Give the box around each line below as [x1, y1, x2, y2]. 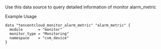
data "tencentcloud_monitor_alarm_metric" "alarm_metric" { [5, 23, 131, 28]
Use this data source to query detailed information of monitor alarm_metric [5, 4, 156, 10]
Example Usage [5, 14, 37, 19]
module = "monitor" [9, 27, 63, 32]
